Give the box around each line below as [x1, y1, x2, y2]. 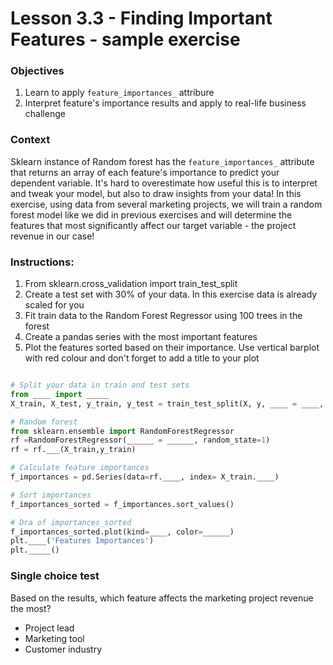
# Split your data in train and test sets [10, 380, 190, 391]
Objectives [10, 64, 65, 78]
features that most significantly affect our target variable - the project [10, 219, 297, 231]
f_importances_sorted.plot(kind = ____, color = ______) [10, 527, 235, 537]
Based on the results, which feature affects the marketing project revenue [10, 592, 314, 604]
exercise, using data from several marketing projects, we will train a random [10, 198, 323, 210]
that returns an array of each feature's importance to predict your [10, 166, 280, 178]
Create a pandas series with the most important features [24, 331, 258, 343]
